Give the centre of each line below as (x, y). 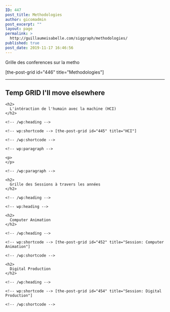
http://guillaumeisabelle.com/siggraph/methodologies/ (69, 39)
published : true (22, 43)
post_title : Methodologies (34, 15)
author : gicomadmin (26, 19)
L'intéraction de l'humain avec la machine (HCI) (63, 109)
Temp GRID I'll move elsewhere (55, 93)
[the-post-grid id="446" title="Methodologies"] (55, 72)
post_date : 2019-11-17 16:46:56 (39, 48)
